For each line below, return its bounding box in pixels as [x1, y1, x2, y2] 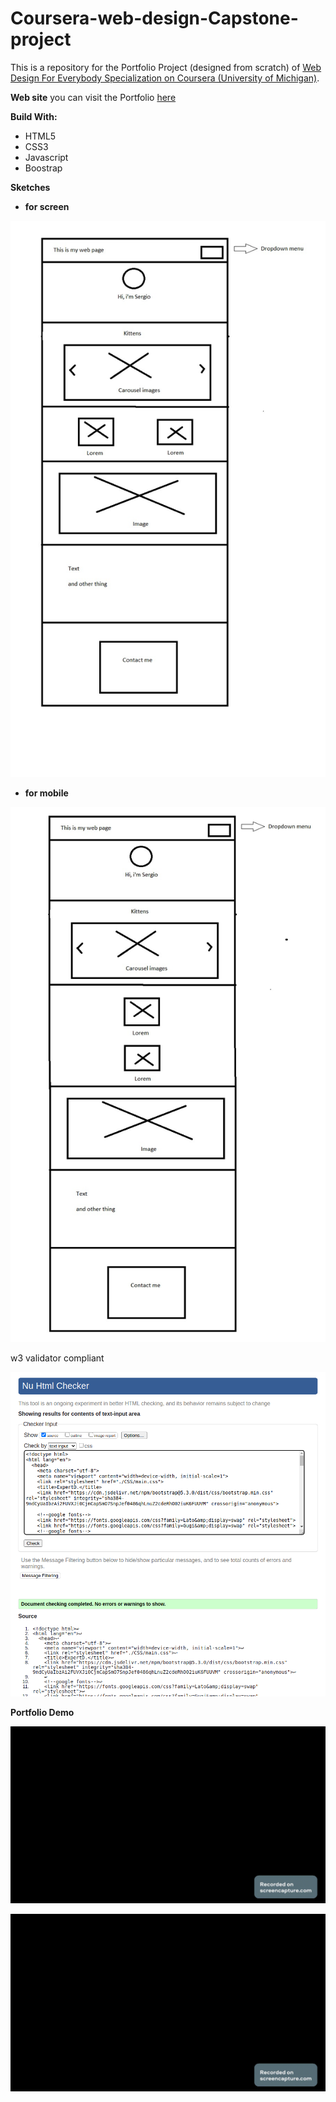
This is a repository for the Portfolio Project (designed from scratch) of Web [10, 61, 322, 73]
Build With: [10, 110, 58, 122]
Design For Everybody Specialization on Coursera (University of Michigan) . [10, 72, 320, 84]
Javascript [24, 151, 69, 163]
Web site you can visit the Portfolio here [10, 91, 177, 103]
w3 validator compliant [10, 1352, 105, 1364]
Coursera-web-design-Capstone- [10, 7, 299, 30]
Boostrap [24, 162, 63, 174]
